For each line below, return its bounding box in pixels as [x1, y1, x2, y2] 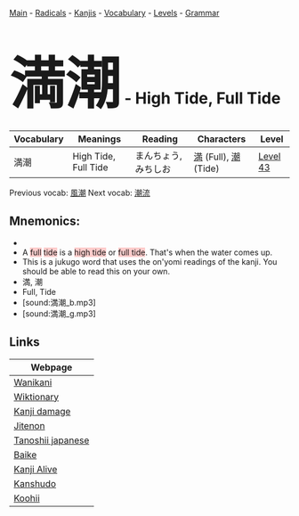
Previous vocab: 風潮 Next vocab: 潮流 [9, 187, 150, 198]
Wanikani [13, 376, 53, 389]
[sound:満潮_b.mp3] [21, 297, 96, 307]
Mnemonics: [9, 214, 81, 229]
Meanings [77, 133, 122, 145]
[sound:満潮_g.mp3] [21, 307, 96, 319]
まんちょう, [134, 149, 182, 161]
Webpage [30, 361, 73, 373]
